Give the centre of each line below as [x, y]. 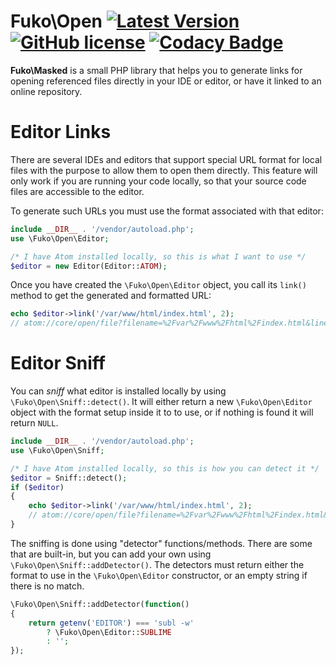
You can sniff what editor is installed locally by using [118, 391]
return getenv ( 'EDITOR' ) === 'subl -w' [111, 623]
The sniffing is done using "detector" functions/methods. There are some [161, 543]
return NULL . [34, 423]
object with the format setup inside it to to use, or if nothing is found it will [162, 412]
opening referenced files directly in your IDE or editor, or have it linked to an [166, 81]
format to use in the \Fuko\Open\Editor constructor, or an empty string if [159, 575]
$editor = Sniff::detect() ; [69, 478]
